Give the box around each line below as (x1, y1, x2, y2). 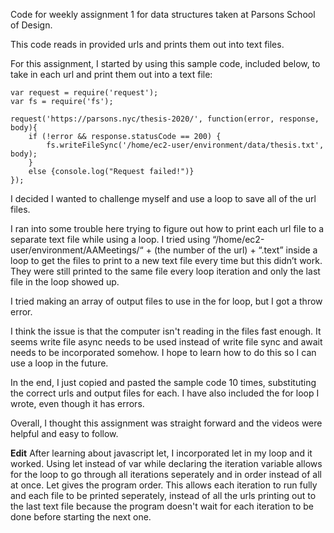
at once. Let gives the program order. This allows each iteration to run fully (10, 479, 318, 491)
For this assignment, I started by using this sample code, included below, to (10, 58, 321, 69)
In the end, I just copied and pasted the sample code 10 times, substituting (10, 377, 317, 388)
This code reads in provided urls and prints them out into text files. (10, 39, 285, 50)
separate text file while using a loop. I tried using (10, 234, 211, 245)
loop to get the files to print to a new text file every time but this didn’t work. (10, 255, 323, 266)
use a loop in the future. (10, 357, 109, 369)
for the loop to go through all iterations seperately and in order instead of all (10, 469, 322, 480)
